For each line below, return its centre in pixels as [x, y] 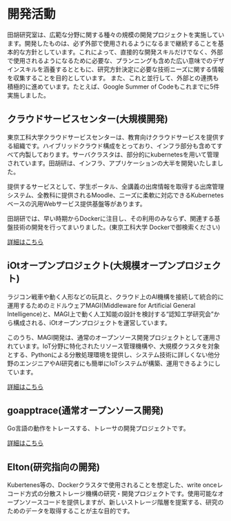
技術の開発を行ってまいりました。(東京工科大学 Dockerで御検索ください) [117, 227]
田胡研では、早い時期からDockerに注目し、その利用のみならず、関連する [111, 218]
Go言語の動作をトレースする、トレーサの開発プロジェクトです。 [98, 428]
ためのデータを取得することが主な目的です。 [70, 511]
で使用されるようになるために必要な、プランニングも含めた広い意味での [110, 60]
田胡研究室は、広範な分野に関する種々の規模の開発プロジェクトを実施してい [116, 35]
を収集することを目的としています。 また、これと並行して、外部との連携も [113, 77]
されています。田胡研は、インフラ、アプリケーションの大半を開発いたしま [112, 163]
